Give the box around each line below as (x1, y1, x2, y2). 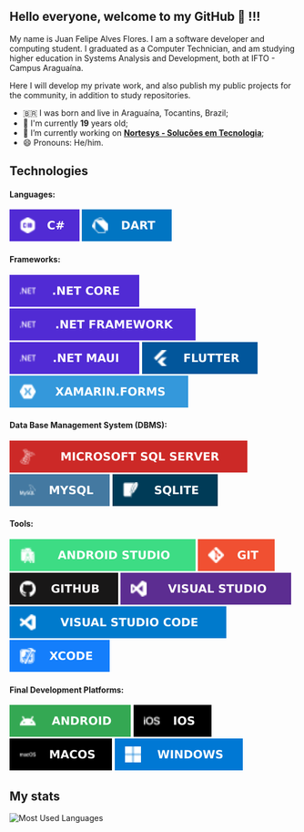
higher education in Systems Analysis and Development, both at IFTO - (9, 52, 276, 64)
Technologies (9, 163, 89, 179)
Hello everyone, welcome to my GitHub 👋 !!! (9, 9, 261, 25)
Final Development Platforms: (9, 684, 125, 695)
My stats (9, 788, 61, 804)
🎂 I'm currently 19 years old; (22, 118, 129, 128)
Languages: (9, 189, 56, 200)
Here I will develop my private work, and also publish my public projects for (9, 79, 291, 91)
